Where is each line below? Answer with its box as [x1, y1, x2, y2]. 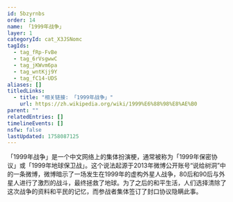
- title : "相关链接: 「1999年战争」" [13, 94, 113, 101]
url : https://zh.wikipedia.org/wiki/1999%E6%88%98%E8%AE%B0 [19, 101, 198, 108]
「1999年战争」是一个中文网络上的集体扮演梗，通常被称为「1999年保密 [7, 153, 212, 161]
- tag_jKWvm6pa [13, 62, 58, 69]
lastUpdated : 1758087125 [7, 133, 79, 140]
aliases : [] [7, 81, 42, 88]
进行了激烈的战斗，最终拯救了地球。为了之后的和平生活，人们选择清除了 [19, 178, 227, 187]
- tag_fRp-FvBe [13, 49, 58, 56]
